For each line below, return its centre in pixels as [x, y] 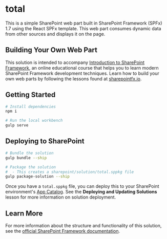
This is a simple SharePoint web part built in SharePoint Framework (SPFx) [84, 23]
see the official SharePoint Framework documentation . [63, 231]
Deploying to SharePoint [45, 141]
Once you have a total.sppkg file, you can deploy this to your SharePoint [82, 186]
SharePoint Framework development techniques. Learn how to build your [82, 73]
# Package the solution [31, 167]
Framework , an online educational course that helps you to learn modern [82, 68]
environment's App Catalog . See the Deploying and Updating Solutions [81, 192]
